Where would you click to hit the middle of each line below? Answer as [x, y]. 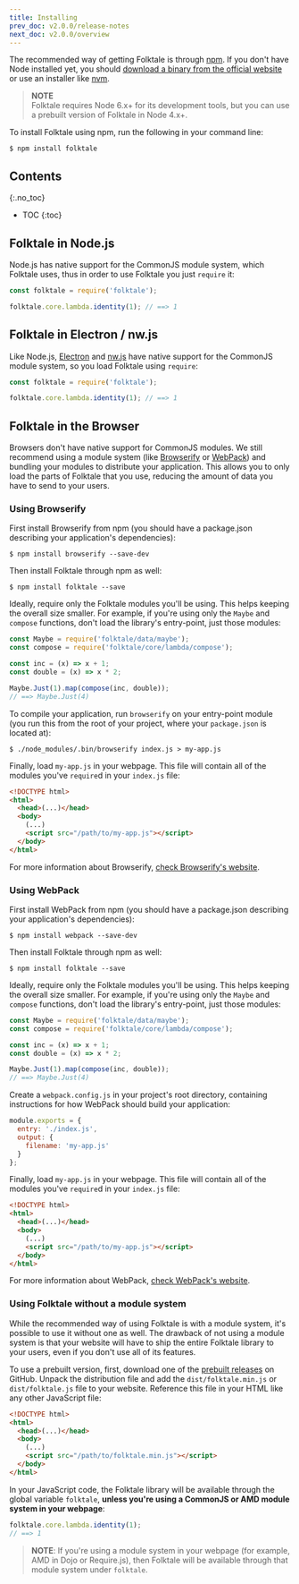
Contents [36, 176]
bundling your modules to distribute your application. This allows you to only [149, 467]
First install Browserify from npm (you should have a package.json [131, 528]
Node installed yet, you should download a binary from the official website [146, 69]
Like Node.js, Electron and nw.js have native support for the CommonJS [141, 356]
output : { [35, 1137]
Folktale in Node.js [62, 243]
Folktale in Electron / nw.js [84, 335]
